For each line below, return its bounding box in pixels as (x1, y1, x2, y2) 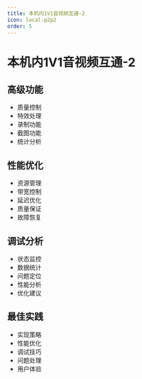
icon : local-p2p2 (7, 16, 57, 23)
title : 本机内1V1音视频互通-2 (7, 10, 86, 17)
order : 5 (7, 23, 32, 29)
